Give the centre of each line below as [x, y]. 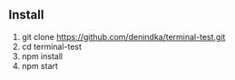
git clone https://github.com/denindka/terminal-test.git [123, 36]
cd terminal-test [52, 46]
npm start [39, 65]
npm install [42, 56]
